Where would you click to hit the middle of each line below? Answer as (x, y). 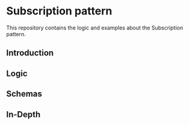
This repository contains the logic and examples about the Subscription (95, 28)
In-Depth (23, 114)
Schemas (24, 94)
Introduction (30, 53)
